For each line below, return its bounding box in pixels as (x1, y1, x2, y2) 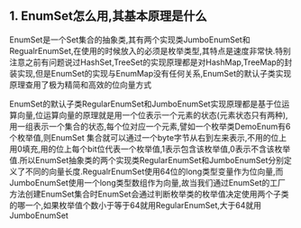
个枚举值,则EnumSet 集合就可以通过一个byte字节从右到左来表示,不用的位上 (9, 132, 287, 142)
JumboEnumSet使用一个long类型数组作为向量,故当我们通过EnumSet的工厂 (9, 177, 287, 187)
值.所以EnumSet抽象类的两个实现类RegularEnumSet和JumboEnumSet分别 (9, 154, 284, 165)
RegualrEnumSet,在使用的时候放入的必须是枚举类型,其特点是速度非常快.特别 (9, 45, 291, 56)
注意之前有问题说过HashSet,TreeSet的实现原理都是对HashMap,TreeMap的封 (9, 57, 293, 68)
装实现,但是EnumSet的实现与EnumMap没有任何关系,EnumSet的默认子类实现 (9, 68, 292, 78)
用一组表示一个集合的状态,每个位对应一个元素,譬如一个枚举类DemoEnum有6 (9, 121, 291, 132)
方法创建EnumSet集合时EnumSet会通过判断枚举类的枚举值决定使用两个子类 (9, 188, 289, 199)
